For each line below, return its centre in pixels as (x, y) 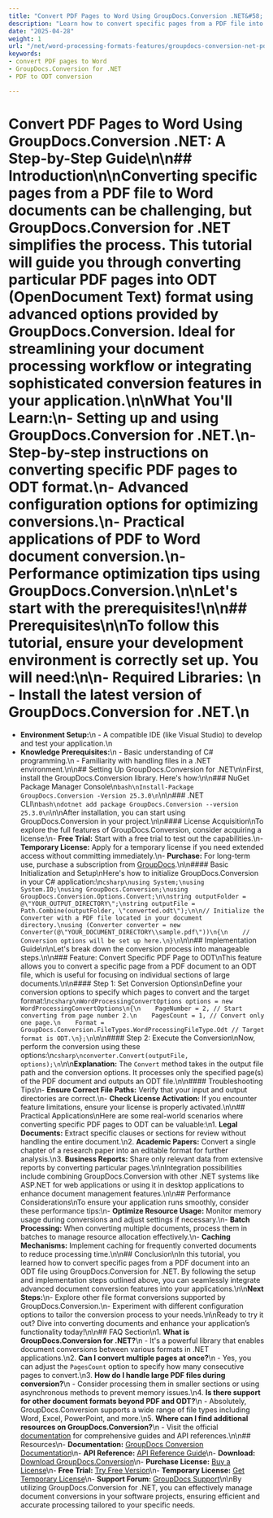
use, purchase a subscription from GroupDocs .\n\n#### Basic (124, 864)
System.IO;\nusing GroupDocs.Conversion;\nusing (104, 889)
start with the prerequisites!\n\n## (128, 608)
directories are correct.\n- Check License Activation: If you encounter (139, 1098)
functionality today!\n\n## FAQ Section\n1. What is (104, 1332)
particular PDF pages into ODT (113, 280)
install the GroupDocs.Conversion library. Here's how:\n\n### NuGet (134, 777)
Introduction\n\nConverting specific (133, 175)
